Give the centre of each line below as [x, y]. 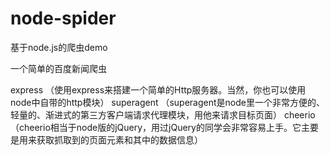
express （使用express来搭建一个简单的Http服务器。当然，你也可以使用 [158, 89]
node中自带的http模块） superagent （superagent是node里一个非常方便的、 [167, 102]
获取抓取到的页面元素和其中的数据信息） [119, 139]
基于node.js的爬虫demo [59, 47]
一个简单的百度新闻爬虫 [58, 68]
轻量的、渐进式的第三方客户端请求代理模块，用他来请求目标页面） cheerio [163, 114]
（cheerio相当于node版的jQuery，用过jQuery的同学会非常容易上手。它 [156, 127]
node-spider [63, 18]
